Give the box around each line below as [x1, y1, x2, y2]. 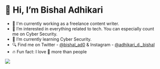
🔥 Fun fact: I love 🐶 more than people [12, 48, 87, 54]
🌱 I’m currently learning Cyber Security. [12, 36, 92, 42]
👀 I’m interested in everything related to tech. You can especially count [12, 25, 155, 31]
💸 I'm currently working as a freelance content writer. [12, 21, 120, 26]
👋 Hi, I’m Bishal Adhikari [5, 4, 103, 16]
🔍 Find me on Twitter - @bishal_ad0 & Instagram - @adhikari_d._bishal [12, 42, 155, 47]
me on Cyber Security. [12, 31, 58, 37]
